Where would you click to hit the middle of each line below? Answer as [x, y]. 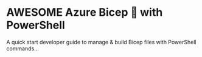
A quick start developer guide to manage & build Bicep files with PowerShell [101, 42]
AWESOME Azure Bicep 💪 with [85, 12]
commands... [23, 49]
